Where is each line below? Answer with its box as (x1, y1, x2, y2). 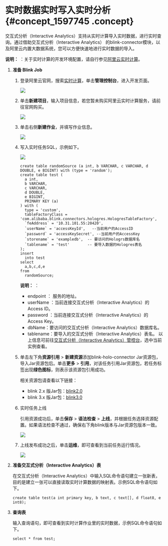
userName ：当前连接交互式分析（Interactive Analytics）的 (27, 299, 149, 305)
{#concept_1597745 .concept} (5, 16, 134, 27)
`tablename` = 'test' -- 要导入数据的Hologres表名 (24, 242, 142, 247)
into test (24, 255, 45, 260)
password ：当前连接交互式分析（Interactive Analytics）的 (27, 312, 149, 318)
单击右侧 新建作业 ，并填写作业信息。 (20, 124, 95, 130)
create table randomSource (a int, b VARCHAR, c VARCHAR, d (20, 163, 148, 168)
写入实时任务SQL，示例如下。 (20, 144, 82, 150)
